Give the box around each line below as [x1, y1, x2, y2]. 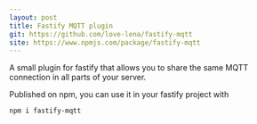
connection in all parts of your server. [9, 72, 147, 83]
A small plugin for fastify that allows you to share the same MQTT [9, 62, 249, 73]
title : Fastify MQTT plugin [9, 21, 114, 30]
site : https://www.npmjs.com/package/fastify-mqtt [9, 37, 201, 47]
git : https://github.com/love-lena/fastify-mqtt [9, 29, 193, 38]
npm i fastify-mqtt [9, 106, 82, 116]
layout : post [9, 12, 58, 22]
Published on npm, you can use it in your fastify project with [9, 89, 229, 100]
